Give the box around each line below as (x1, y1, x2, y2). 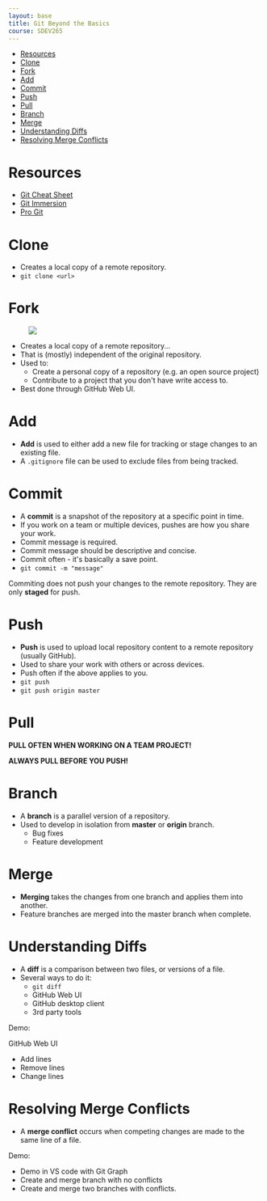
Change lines (19, 1071, 65, 1080)
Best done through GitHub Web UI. (19, 384, 136, 394)
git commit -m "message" (19, 565, 104, 573)
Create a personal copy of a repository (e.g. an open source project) (31, 367, 260, 377)
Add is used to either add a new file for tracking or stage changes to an (19, 439, 258, 449)
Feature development (31, 836, 103, 846)
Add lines (19, 1054, 52, 1064)
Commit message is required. (19, 537, 119, 547)
